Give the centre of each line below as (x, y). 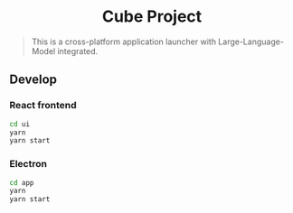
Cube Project (152, 17)
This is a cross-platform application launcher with (124, 42)
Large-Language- (251, 42)
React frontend (43, 106)
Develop (33, 80)
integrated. (78, 51)
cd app (22, 182)
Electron (28, 164)
